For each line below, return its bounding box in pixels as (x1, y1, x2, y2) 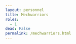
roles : (5, 17, 19, 22)
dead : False (5, 26, 30, 31)
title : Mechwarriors (5, 12, 49, 17)
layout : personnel (5, 7, 44, 13)
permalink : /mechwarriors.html (5, 31, 71, 36)
